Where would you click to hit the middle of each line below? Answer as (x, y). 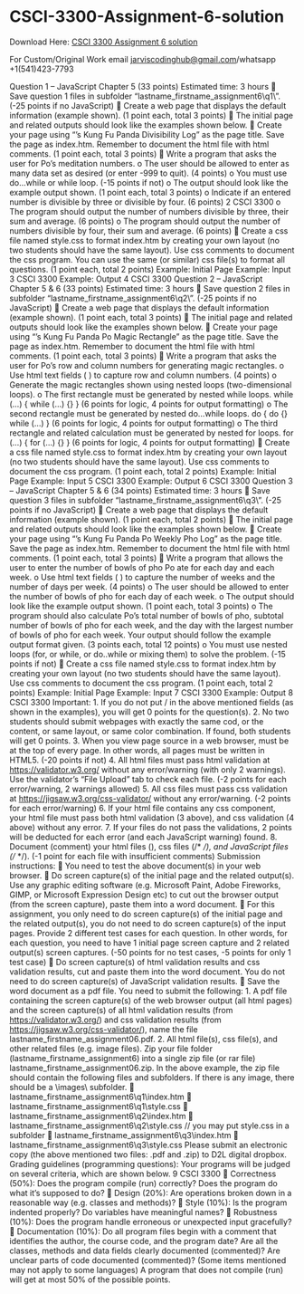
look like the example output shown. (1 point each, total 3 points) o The (141, 606)
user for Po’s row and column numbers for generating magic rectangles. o (147, 365)
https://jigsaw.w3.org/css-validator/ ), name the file (104, 1029)
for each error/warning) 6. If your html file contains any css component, (142, 808)
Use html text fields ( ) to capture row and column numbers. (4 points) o (143, 375)
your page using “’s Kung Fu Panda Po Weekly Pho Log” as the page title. (146, 538)
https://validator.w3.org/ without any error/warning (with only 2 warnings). (148, 769)
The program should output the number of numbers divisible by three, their (149, 211)
